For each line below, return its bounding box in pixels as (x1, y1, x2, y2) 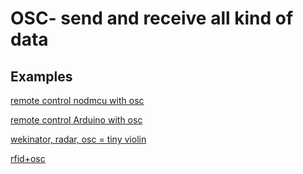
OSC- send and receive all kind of (10, 7, 294, 30)
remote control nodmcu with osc (10, 95, 145, 106)
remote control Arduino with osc (10, 114, 143, 126)
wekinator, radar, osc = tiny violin (10, 133, 147, 145)
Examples (10, 68, 73, 85)
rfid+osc (10, 153, 46, 164)
